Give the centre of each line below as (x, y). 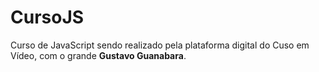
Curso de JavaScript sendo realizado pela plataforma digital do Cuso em (160, 45)
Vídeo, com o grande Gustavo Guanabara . (98, 55)
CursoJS (47, 17)
